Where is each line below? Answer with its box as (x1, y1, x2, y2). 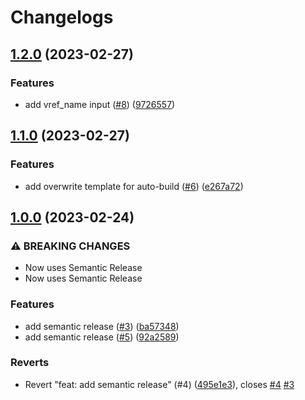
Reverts (10, 356, 50, 370)
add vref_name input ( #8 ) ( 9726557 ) (24, 98, 176, 110)
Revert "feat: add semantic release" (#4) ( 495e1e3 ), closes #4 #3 (24, 378, 295, 390)
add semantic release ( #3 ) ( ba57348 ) (24, 320, 180, 332)
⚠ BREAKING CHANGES (10, 239, 131, 253)
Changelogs (10, 6, 114, 29)
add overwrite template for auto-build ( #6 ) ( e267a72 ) (24, 180, 244, 192)
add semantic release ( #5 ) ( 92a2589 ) (24, 331, 180, 343)
